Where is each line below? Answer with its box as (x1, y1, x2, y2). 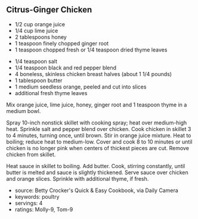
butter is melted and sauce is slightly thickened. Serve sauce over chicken (6, 169, 189, 176)
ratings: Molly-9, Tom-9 (14, 206, 73, 213)
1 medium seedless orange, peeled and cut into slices (14, 83, 147, 90)
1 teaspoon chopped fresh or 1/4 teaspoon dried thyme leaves (14, 46, 168, 53)
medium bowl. (6, 107, 41, 114)
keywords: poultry (14, 193, 60, 200)
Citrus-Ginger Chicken (6, 5, 92, 15)
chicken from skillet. (6, 151, 56, 158)
